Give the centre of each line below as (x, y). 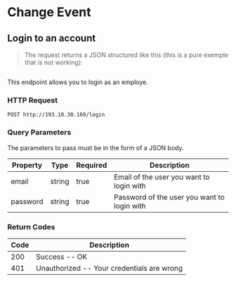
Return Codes (31, 227)
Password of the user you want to (169, 197)
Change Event (49, 12)
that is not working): (53, 62)
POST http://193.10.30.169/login (56, 115)
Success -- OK (62, 257)
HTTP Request (33, 100)
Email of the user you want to (162, 177)
